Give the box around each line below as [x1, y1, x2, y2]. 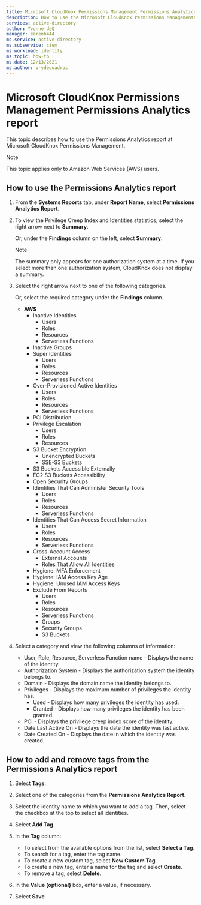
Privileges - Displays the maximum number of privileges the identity [23, 686, 191, 693]
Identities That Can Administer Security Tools [32, 484, 145, 492]
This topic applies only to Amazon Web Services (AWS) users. [6, 166, 160, 173]
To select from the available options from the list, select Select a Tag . [23, 844, 195, 851]
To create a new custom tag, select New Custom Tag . [23, 856, 157, 864]
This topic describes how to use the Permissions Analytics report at [6, 136, 173, 143]
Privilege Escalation [32, 421, 82, 428]
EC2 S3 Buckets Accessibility [32, 472, 106, 479]
